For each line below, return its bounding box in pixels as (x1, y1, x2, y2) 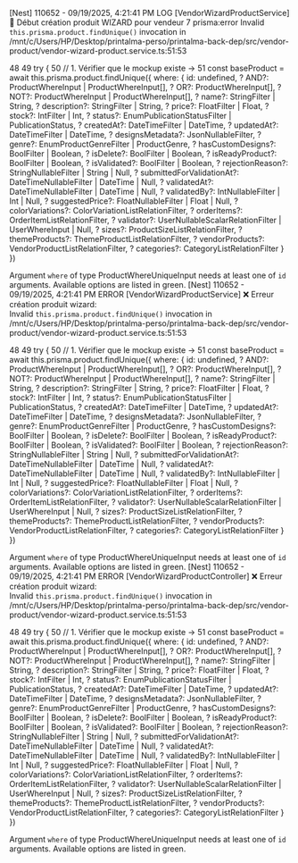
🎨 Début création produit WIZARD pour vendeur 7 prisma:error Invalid (9, 17, 265, 28)
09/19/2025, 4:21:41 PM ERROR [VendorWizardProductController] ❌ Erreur (9, 571, 283, 582)
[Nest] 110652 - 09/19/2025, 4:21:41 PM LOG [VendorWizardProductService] (9, 8, 290, 18)
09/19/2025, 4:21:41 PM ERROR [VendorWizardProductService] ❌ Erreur (9, 289, 275, 299)
